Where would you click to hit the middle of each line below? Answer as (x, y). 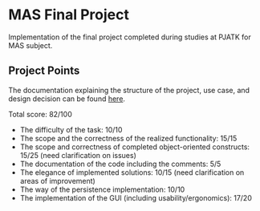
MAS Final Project (69, 15)
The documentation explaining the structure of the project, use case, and (129, 90)
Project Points (44, 71)
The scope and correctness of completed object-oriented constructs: (135, 147)
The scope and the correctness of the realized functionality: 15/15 (128, 138)
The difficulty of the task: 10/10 (71, 129)
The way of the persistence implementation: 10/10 (102, 189)
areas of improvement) (58, 181)
